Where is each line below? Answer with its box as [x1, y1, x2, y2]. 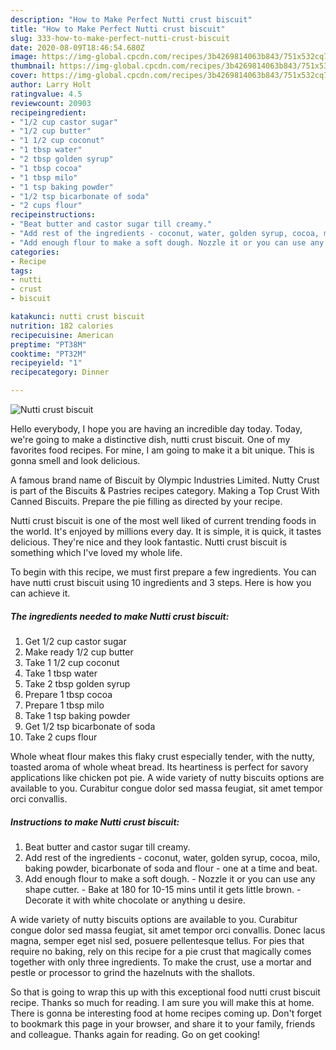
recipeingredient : [10, 107, 87, 118]
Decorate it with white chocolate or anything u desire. [24, 894, 246, 906]
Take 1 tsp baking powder [24, 709, 131, 721]
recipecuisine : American [10, 330, 114, 340]
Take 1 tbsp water [24, 667, 98, 679]
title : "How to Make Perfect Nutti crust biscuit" [10, 24, 226, 34]
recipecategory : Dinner [10, 367, 110, 378]
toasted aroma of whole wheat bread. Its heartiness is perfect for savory [10, 761, 309, 773]
